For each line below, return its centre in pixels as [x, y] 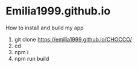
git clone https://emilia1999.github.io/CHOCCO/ [73, 39]
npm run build [32, 58]
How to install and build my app [45, 28]
